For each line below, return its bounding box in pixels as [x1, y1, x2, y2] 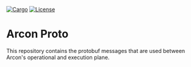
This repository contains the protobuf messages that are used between [6, 47, 186, 54]
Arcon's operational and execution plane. [6, 54, 110, 61]
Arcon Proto [6, 27, 69, 41]
